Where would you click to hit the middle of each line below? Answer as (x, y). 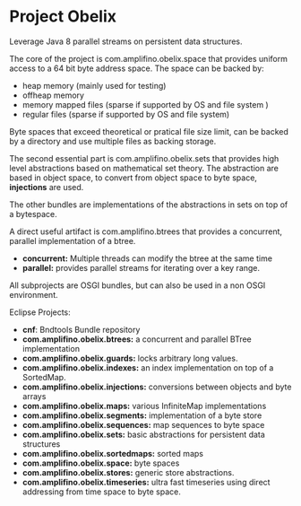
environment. (34, 294)
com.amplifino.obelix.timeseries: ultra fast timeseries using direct (146, 482)
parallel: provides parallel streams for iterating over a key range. (141, 267)
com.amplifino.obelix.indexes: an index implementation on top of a (148, 367)
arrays (34, 396)
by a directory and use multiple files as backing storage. (113, 141)
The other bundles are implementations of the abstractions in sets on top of (149, 205)
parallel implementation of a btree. (73, 240)
